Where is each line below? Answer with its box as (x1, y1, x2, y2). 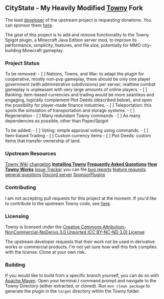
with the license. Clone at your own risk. (5, 249, 86, 255)
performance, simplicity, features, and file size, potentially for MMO (5, 42, 141, 48)
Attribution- (102, 224, 126, 230)
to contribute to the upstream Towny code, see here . (5, 200, 112, 206)
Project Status (5, 60, 40, 66)
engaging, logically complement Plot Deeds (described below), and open (5, 97, 152, 103)
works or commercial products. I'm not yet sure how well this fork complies (5, 244, 157, 250)
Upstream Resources (5, 150, 56, 157)
